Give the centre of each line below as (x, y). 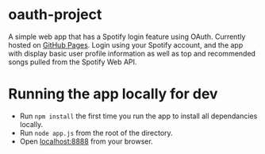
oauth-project (55, 15)
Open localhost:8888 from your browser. (86, 141)
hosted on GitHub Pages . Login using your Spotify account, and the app (126, 44)
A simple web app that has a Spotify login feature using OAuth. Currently (127, 37)
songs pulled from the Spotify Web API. (73, 62)
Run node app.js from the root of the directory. (96, 133)
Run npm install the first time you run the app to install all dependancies (138, 116)
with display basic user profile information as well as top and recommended (132, 53)
